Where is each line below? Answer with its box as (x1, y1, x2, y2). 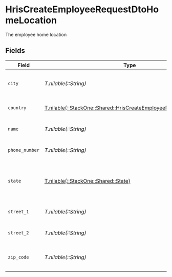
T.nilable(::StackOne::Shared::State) (44, 177, 131, 184)
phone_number (8, 147, 40, 153)
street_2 (8, 230, 29, 235)
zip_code (8, 254, 29, 260)
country (8, 105, 27, 111)
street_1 (8, 209, 29, 214)
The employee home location (5, 31, 67, 37)
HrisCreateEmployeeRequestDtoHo (5, 4, 159, 15)
